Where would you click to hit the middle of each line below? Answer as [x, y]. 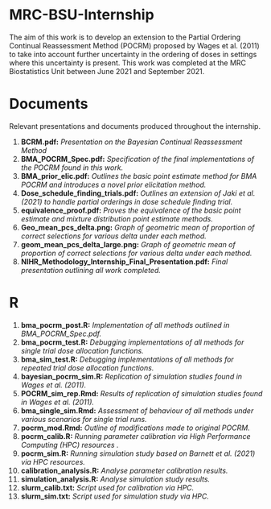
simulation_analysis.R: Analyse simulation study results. [115, 479]
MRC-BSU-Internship [82, 15]
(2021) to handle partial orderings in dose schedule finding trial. [127, 201]
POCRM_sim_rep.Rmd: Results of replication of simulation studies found [142, 393]
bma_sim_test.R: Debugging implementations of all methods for [127, 359]
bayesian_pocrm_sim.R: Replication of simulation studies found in [131, 376]
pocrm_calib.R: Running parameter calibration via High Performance [135, 436]
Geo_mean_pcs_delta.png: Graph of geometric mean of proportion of [138, 227]
